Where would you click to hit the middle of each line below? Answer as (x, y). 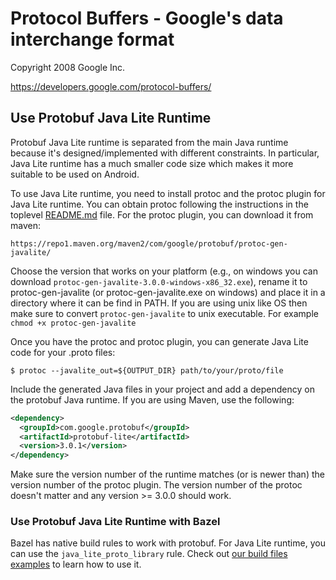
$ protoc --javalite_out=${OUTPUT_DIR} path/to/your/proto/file (147, 370)
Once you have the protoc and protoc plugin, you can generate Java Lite (159, 341)
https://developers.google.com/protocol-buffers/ (111, 86)
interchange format (92, 39)
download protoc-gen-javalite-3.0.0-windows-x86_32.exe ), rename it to (159, 281)
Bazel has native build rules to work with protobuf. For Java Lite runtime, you (168, 543)
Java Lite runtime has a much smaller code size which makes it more (152, 163)
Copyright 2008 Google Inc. (68, 67)
